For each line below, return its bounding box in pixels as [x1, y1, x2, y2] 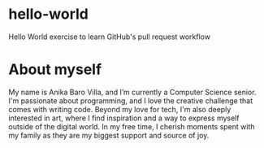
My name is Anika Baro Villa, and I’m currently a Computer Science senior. [8, 87, 257, 97]
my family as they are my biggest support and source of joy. [8, 130, 210, 140]
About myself [8, 60, 102, 79]
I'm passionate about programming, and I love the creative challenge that [8, 95, 253, 106]
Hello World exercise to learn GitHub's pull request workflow [8, 32, 211, 41]
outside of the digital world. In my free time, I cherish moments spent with [8, 121, 255, 131]
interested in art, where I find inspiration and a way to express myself [8, 113, 240, 123]
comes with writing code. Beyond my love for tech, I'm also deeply [8, 104, 232, 114]
